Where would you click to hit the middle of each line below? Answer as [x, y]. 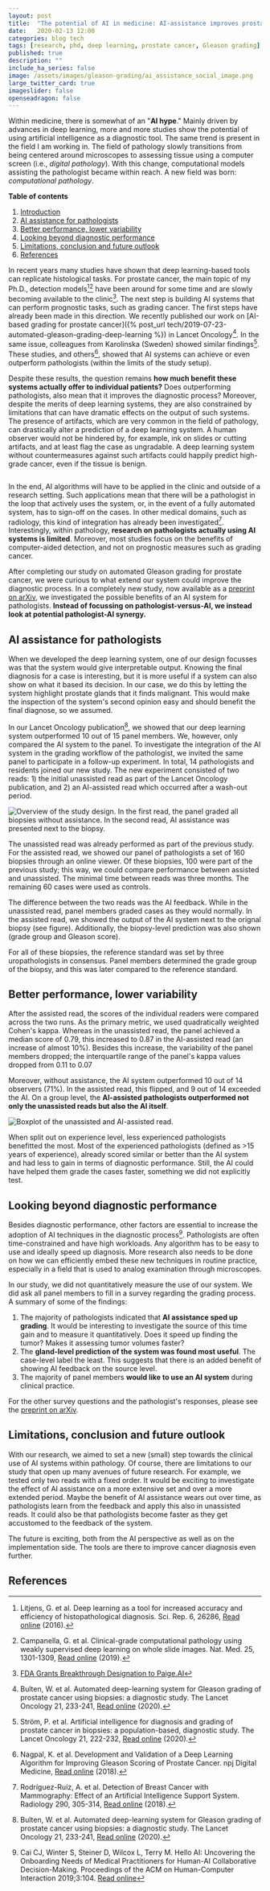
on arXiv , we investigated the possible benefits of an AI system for [118, 597]
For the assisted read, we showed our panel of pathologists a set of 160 [127, 852]
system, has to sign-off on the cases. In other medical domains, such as [127, 512]
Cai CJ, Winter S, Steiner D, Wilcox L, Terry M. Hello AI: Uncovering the [137, 1852]
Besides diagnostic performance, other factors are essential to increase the [133, 1225]
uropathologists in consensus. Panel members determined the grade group [133, 960]
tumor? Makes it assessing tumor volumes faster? [102, 1343]
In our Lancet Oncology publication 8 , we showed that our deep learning [127, 727]
